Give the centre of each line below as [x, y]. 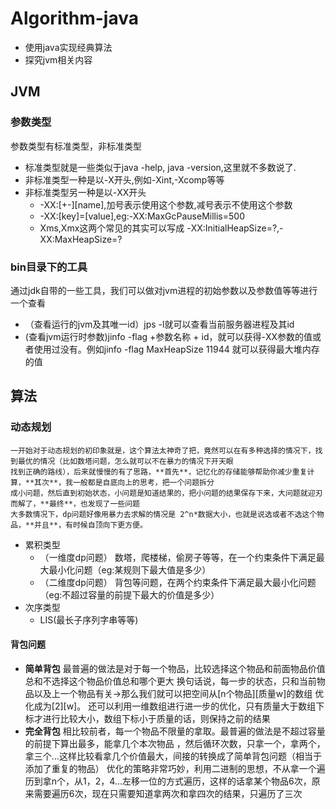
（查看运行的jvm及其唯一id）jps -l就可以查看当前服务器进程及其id [159, 324]
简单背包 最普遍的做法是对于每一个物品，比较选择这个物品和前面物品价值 [175, 668]
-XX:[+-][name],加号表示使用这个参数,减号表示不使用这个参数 [166, 204]
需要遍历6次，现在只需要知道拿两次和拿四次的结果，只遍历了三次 [168, 793]
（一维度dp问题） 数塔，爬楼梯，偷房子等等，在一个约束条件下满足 [178, 557]
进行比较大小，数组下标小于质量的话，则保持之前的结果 [156, 718]
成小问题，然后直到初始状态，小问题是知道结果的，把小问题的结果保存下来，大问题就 [159, 493]
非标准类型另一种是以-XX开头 [85, 192]
